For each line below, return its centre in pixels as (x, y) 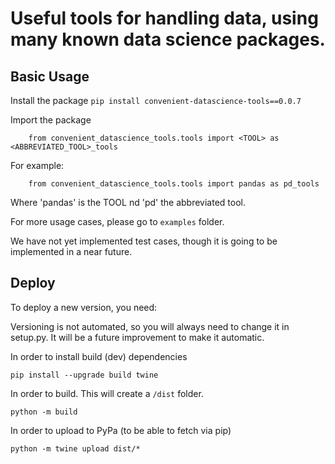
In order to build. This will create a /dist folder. (107, 393)
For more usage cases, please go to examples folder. (117, 221)
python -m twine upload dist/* (75, 448)
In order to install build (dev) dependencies (99, 356)
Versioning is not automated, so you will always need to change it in (150, 326)
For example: (37, 165)
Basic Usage (50, 76)
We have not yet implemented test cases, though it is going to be (144, 241)
